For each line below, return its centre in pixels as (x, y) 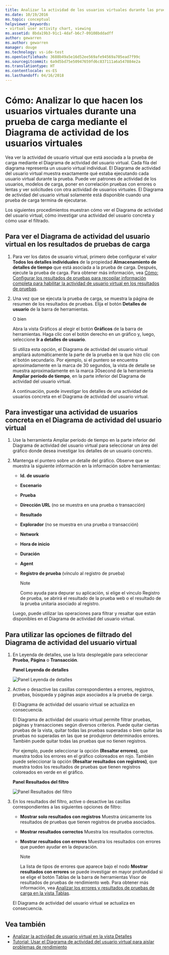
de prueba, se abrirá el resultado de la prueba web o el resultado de (91, 599)
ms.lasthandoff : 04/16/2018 (35, 76)
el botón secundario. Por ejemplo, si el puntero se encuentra (75, 360)
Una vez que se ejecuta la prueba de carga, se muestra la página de (83, 299)
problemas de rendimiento (40, 947)
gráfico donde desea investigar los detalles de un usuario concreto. (82, 451)
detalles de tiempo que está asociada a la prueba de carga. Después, (85, 267)
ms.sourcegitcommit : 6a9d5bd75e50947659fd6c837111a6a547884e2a (73, 62)
